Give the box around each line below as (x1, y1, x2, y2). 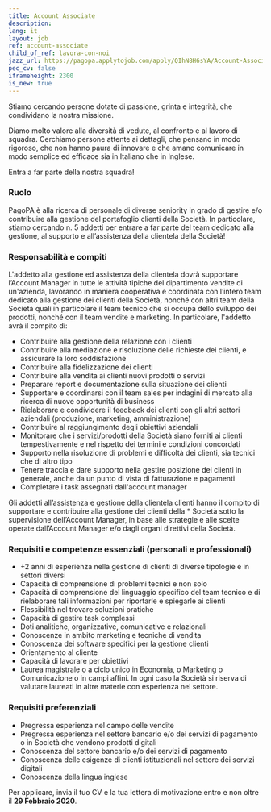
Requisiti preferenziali (8, 702, 97, 714)
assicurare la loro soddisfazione (19, 354, 127, 364)
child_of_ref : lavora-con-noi (8, 49, 110, 57)
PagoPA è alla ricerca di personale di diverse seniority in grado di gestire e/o (8, 205, 263, 214)
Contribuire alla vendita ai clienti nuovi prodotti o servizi (19, 371, 206, 381)
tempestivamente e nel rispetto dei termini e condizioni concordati (19, 439, 240, 449)
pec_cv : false (8, 65, 56, 73)
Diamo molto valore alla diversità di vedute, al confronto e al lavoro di (8, 126, 238, 135)
